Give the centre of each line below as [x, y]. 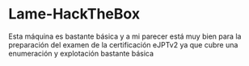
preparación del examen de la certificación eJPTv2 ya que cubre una [123, 44]
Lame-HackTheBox [74, 14]
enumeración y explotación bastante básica [81, 53]
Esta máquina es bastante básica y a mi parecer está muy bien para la [125, 36]
